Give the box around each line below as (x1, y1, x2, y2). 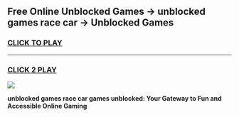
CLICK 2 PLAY (7, 65, 57, 74)
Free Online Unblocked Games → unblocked (7, 6, 206, 18)
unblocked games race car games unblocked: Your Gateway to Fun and (7, 94, 222, 102)
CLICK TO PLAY (7, 38, 63, 48)
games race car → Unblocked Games (7, 17, 174, 29)
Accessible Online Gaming (7, 101, 87, 110)
